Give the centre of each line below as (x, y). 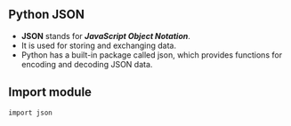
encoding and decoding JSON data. (87, 64)
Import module (50, 92)
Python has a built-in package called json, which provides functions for (151, 55)
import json (30, 113)
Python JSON (47, 15)
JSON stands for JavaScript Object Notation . (105, 35)
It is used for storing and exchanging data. (99, 45)
